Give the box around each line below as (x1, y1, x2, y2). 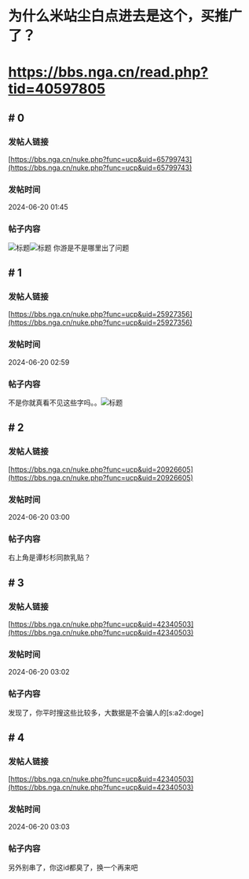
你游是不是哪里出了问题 (53, 243, 130, 252)
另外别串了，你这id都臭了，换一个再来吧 (8, 862, 138, 872)
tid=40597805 (8, 80, 106, 98)
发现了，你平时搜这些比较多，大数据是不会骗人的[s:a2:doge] (8, 708, 204, 717)
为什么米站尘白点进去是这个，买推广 (8, 7, 243, 25)
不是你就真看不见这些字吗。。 (8, 398, 101, 407)
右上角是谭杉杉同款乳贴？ (8, 553, 91, 562)
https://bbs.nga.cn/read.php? (8, 64, 209, 81)
